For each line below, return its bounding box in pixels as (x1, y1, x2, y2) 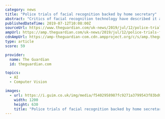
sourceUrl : (5, 25, 27, 30)
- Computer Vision (9, 79, 48, 85)
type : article (5, 39, 34, 44)
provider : (5, 52, 26, 57)
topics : (5, 71, 21, 75)
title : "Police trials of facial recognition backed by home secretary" (5, 12, 157, 17)
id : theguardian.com (9, 62, 52, 67)
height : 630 (14, 102, 38, 107)
